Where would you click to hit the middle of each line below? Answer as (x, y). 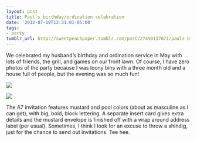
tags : (13, 28)
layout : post (22, 11)
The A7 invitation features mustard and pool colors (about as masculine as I (97, 107)
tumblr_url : (21, 39)
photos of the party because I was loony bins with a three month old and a (96, 68)
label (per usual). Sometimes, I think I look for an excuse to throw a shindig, (97, 126)
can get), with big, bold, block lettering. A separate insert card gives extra (95, 114)
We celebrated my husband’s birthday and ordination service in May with (94, 55)
